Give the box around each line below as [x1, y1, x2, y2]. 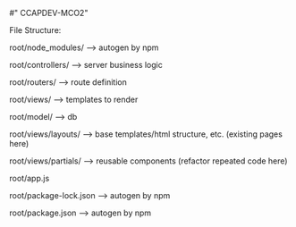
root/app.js [9, 173, 50, 183]
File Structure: [9, 25, 62, 35]
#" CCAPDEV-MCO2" [9, 8, 89, 18]
